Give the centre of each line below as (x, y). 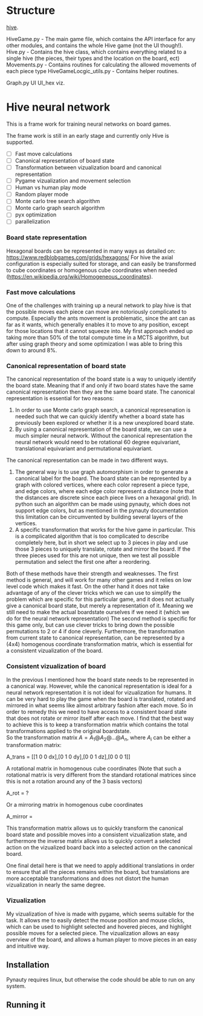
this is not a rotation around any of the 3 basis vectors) (74, 781)
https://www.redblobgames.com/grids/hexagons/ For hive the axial (90, 257)
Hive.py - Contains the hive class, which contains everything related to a (96, 51)
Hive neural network (58, 107)
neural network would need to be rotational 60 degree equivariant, (98, 442)
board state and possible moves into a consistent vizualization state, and (97, 835)
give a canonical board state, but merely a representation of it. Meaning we (100, 606)
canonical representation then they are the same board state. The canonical (101, 392)
